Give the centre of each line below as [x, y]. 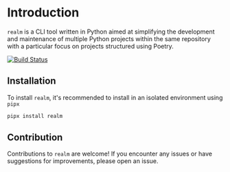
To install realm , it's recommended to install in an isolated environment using [115, 97]
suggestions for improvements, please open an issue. [83, 161]
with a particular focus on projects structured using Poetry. [90, 46]
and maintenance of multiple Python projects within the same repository [109, 38]
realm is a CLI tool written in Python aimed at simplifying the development [111, 32]
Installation [32, 81]
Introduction [43, 13]
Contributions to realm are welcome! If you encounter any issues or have [110, 154]
